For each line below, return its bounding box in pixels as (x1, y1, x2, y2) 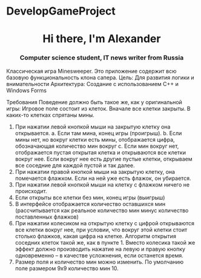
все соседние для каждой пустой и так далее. (15, 162, 135, 169)
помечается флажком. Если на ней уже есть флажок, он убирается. (15, 174, 191, 182)
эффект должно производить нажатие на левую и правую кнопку (15, 245, 186, 253)
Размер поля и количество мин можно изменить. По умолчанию (15, 258, 184, 265)
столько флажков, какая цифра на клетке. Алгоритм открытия (15, 232, 177, 240)
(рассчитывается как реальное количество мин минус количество (15, 207, 189, 214)
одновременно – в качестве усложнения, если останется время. (15, 251, 183, 259)
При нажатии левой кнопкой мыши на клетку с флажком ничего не (15, 180, 189, 188)
